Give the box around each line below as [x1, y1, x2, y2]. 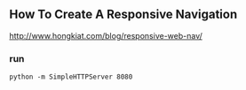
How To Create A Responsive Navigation [9, 7, 238, 22]
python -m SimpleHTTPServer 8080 [9, 72, 133, 82]
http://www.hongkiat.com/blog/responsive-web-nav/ [9, 30, 202, 41]
